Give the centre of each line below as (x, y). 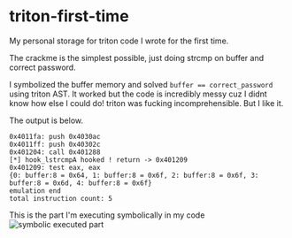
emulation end (35, 191)
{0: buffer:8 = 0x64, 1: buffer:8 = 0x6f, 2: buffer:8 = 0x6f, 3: (134, 175)
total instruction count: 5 (61, 198)
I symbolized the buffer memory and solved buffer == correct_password (141, 84)
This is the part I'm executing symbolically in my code (107, 215)
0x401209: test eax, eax (55, 167)
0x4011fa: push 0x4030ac (55, 136)
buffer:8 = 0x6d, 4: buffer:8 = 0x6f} (81, 183)
